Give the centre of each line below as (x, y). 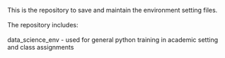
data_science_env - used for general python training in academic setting (112, 40)
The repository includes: (43, 25)
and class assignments (41, 47)
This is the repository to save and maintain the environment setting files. (112, 10)
